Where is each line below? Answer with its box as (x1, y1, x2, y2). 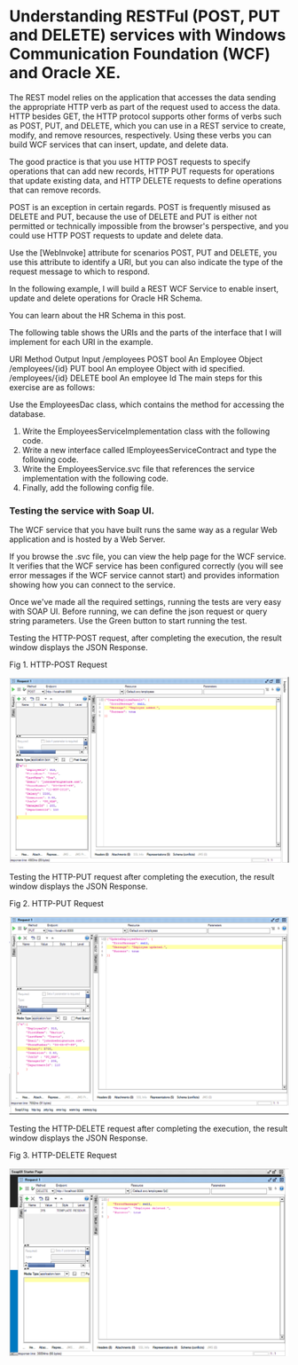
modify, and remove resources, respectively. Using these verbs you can (9, 129, 272, 140)
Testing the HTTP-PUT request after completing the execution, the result (9, 872, 275, 883)
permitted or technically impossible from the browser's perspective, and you (9, 220, 289, 231)
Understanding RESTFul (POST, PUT (9, 6, 281, 27)
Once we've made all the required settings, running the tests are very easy (9, 597, 282, 608)
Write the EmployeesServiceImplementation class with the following (21, 426, 271, 436)
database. (9, 408, 46, 419)
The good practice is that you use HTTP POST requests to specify (9, 156, 251, 167)
